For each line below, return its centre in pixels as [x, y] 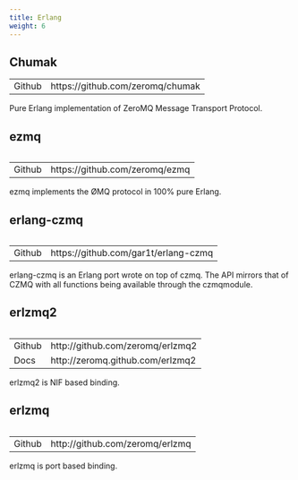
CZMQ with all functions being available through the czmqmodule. [131, 284]
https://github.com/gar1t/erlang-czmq [132, 253]
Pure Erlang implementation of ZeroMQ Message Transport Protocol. [136, 108]
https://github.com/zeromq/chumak [125, 86]
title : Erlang [36, 17]
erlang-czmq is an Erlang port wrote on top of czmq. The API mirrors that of [149, 275]
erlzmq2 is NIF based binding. [65, 382]
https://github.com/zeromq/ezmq [120, 169]
